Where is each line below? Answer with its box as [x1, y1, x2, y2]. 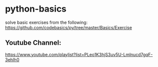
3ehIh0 [5, 57, 20, 63]
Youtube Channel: [5, 39, 61, 47]
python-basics [5, 3, 67, 15]
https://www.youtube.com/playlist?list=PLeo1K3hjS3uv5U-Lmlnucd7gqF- [5, 51, 153, 57]
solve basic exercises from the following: [5, 19, 88, 25]
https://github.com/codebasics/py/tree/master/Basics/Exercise [5, 24, 132, 30]
